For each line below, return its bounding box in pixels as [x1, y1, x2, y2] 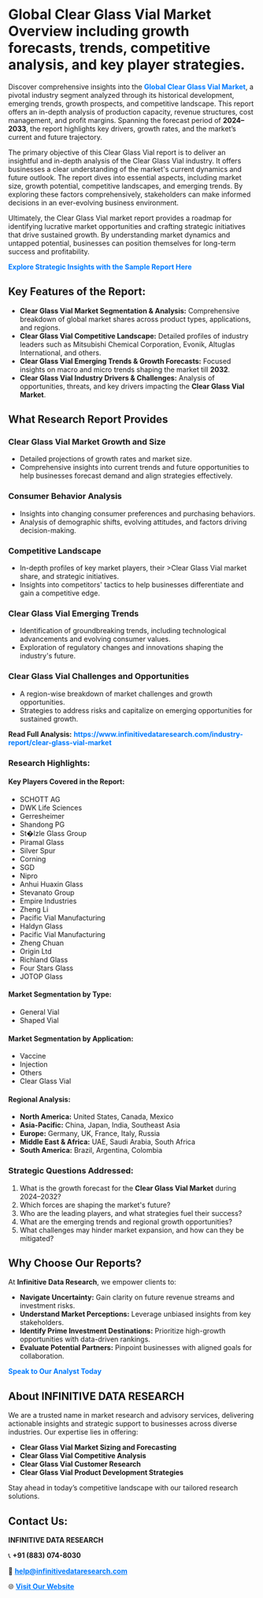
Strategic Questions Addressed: [8, 1165, 134, 1176]
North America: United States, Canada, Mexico [19, 1112, 174, 1122]
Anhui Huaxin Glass [19, 879, 83, 889]
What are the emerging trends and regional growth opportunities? [19, 1217, 232, 1226]
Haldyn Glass [19, 921, 63, 931]
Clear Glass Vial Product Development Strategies [19, 1468, 183, 1477]
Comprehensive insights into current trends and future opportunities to [19, 463, 250, 472]
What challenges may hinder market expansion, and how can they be [19, 1225, 244, 1235]
